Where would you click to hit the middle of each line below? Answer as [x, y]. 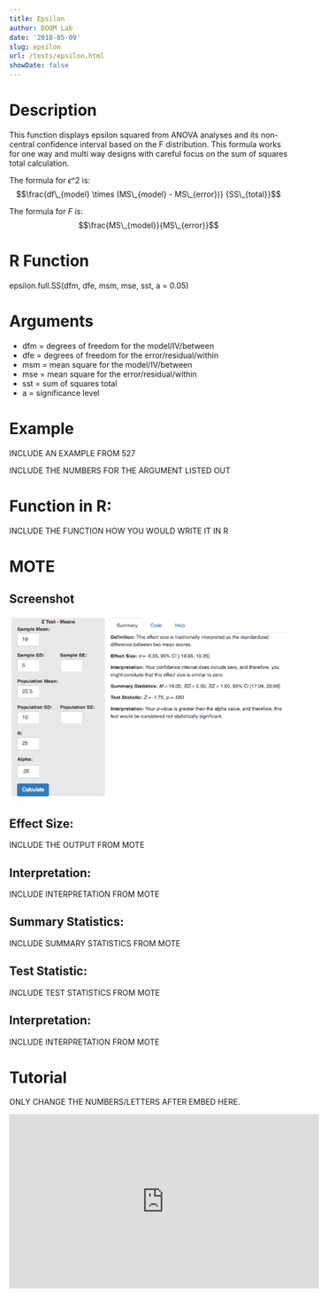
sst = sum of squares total [69, 383]
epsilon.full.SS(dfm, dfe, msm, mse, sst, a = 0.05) [99, 285]
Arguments [52, 321]
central [22, 144]
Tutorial [38, 1077]
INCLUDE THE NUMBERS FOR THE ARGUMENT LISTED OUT [120, 470]
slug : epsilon [35, 47]
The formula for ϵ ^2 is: [50, 180]
